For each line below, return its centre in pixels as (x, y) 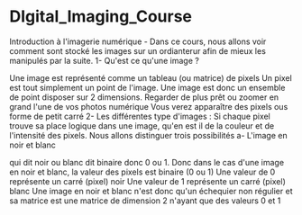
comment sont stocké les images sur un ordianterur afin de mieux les (137, 50)
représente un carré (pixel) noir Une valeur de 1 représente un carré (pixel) (148, 181)
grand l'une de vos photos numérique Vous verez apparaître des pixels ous (149, 106)
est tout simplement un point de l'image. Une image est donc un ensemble (147, 87)
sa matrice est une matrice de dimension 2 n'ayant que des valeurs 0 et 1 (145, 201)
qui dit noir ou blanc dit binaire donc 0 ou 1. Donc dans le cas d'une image (147, 162)
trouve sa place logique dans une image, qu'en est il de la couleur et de (142, 125)
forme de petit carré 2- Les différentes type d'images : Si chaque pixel (140, 116)
